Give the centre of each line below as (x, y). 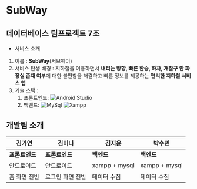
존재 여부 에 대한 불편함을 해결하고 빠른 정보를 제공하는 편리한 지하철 (103, 76)
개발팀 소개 (25, 125)
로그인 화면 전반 (66, 177)
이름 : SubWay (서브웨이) (43, 61)
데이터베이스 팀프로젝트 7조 (53, 33)
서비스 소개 (27, 48)
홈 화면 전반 (24, 177)
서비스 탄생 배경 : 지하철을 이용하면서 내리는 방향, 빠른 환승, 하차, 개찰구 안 (99, 68)
